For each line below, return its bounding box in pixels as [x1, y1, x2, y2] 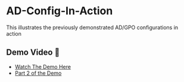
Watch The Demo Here [14, 63, 71, 70]
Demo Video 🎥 [6, 48, 60, 58]
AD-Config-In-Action [6, 4, 113, 18]
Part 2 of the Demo [14, 70, 62, 77]
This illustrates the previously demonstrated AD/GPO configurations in [6, 24, 179, 31]
